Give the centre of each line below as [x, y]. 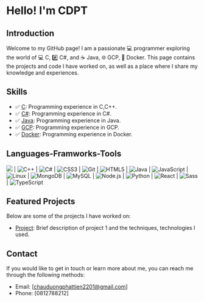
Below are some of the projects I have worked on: [69, 216]
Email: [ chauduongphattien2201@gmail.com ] [71, 287]
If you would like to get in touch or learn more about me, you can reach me [100, 268]
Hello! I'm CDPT [47, 11]
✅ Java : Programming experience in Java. [68, 120]
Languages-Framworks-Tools [64, 154]
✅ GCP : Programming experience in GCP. [67, 127]
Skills [17, 92]
